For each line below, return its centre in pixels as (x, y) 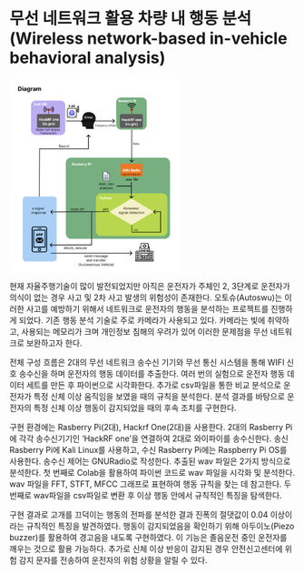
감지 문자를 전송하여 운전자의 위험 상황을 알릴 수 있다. (113, 559)
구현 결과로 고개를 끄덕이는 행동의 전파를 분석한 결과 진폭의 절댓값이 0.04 (139, 514)
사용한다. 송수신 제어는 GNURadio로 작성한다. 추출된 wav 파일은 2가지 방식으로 (150, 461)
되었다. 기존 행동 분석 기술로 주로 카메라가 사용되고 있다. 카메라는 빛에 (142, 320)
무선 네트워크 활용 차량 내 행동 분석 (131, 19)
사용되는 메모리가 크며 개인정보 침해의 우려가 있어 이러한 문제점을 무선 (145, 331)
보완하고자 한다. (54, 343)
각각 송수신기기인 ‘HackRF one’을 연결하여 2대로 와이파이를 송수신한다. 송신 (153, 438)
